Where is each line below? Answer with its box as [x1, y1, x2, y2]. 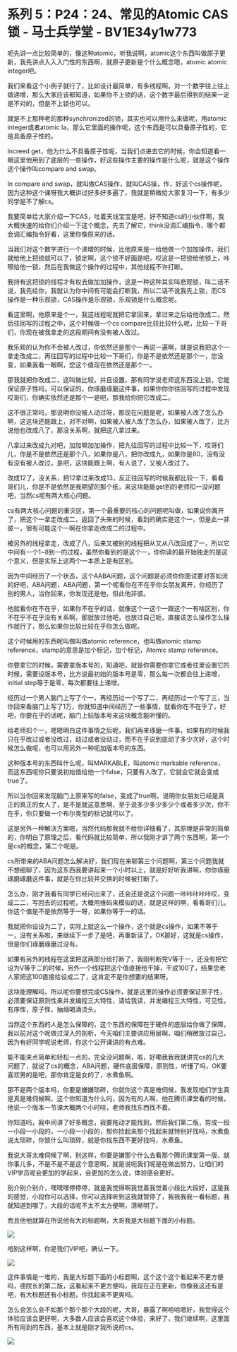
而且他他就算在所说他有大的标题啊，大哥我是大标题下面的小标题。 [7, 1216, 199, 1224]
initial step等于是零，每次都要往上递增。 [7, 678, 123, 687]
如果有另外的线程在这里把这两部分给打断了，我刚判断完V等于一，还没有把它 [7, 954, 228, 963]
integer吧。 [7, 66, 41, 75]
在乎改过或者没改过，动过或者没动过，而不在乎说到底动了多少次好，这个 [13, 735, 224, 743]
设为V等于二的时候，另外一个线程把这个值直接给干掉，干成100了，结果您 [7, 963, 220, 972]
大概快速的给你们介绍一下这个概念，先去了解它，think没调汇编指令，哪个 [7, 220, 220, 230]
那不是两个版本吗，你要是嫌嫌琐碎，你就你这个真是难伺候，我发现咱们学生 [7, 1085, 224, 1093]
